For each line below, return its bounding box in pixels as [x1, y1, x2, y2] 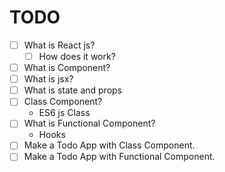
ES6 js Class [38, 107, 91, 119]
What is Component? [23, 62, 111, 74]
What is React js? [23, 39, 96, 51]
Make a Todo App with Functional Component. [23, 151, 216, 163]
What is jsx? [23, 73, 74, 85]
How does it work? [38, 51, 116, 62]
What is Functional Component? [23, 117, 156, 130]
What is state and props [23, 84, 123, 96]
